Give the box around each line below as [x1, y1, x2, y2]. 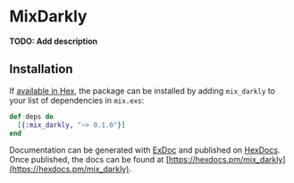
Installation [9, 62, 73, 77]
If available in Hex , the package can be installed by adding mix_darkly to [9, 85, 275, 96]
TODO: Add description [9, 36, 98, 46]
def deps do [9, 112, 54, 121]
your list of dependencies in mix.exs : [9, 95, 145, 105]
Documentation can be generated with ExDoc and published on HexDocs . [9, 145, 281, 155]
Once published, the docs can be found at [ [9, 154, 170, 165]
